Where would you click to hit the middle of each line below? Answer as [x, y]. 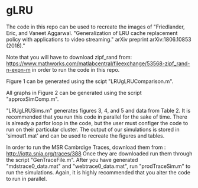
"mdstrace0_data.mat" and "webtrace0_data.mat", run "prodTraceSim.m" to [98, 166]
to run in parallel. [27, 179]
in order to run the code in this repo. [76, 69]
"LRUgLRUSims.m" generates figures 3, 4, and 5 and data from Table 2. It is [98, 110]
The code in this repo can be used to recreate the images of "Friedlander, [95, 27]
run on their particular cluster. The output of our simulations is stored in [93, 129]
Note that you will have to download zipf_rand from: [69, 57]
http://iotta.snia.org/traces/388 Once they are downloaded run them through [99, 153]
